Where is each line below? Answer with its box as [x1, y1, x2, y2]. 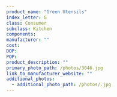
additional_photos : [6, 76, 55, 82]
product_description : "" [6, 59, 68, 65]
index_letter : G [6, 14, 47, 20]
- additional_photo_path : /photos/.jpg [11, 82, 112, 88]
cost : [6, 43, 20, 49]
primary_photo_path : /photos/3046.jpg [6, 64, 103, 71]
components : [6, 31, 36, 37]
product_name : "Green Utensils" [6, 8, 87, 15]
